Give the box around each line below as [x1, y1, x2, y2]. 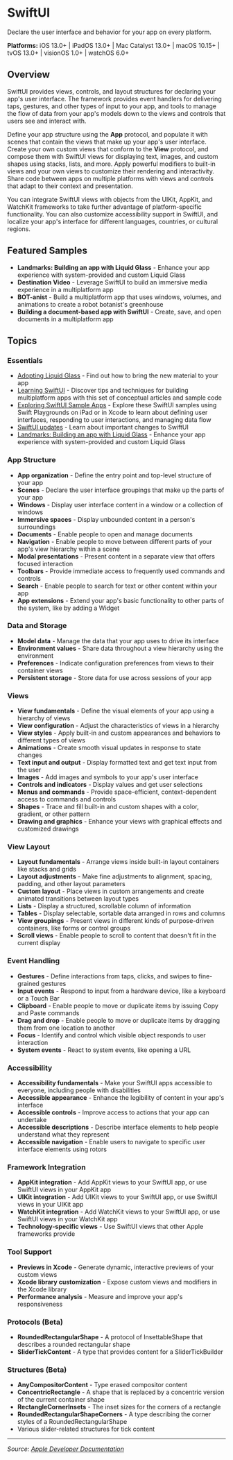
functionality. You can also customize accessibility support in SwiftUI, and [7, 210, 218, 218]
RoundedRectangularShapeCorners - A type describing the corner [17, 1410, 212, 1418]
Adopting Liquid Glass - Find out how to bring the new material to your [17, 371, 218, 380]
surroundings [17, 523, 56, 531]
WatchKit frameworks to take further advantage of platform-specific [7, 203, 202, 211]
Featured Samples [7, 245, 88, 257]
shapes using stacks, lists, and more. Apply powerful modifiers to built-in [7, 160, 216, 168]
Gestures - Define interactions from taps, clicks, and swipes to [17, 971, 198, 980]
